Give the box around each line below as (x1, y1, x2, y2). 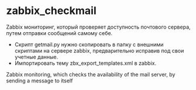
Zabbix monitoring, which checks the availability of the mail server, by (6, 71, 175, 78)
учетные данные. (14, 53, 58, 60)
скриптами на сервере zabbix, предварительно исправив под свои (14, 47, 184, 54)
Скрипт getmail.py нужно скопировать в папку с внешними (14, 41, 164, 48)
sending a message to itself (6, 77, 73, 84)
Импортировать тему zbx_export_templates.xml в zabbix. (14, 60, 157, 67)
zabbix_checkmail (6, 4, 97, 18)
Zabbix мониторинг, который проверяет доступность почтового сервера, (6, 23, 191, 30)
